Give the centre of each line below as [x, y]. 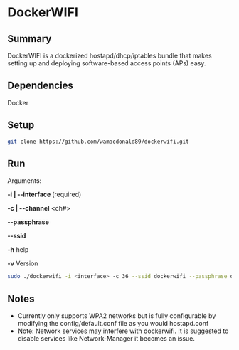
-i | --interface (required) [44, 195]
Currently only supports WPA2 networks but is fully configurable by [117, 316]
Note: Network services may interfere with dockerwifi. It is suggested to [123, 331]
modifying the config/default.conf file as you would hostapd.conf [113, 323]
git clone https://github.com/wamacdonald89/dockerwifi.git [99, 142]
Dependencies [40, 86]
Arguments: [25, 181]
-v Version [23, 263]
